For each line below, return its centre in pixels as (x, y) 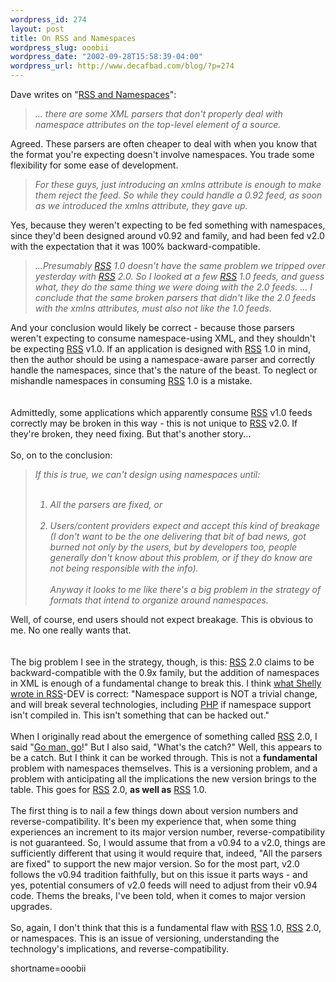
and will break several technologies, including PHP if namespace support (161, 704)
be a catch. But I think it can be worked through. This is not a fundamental (164, 757)
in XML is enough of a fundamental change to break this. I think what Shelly (166, 683)
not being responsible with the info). (124, 568)
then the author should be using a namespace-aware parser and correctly (163, 359)
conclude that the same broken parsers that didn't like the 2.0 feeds (175, 297)
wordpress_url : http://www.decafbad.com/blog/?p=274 (122, 66)
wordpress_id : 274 (48, 19)
